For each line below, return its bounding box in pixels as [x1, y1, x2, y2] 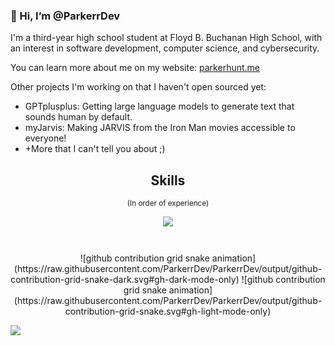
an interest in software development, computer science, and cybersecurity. [10, 42, 320, 54]
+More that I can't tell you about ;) [24, 143, 166, 155]
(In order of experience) [126, 199, 210, 209]
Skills [150, 172, 186, 189]
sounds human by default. [24, 111, 133, 123]
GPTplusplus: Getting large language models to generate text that [24, 100, 295, 113]
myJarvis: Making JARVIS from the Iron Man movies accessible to [24, 122, 296, 134]
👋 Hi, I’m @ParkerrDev [10, 9, 121, 23]
